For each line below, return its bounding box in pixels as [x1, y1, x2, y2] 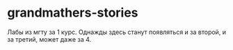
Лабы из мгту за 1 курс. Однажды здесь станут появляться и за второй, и [7, 28, 227, 36]
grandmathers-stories [7, 5, 138, 21]
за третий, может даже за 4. [7, 35, 92, 43]
